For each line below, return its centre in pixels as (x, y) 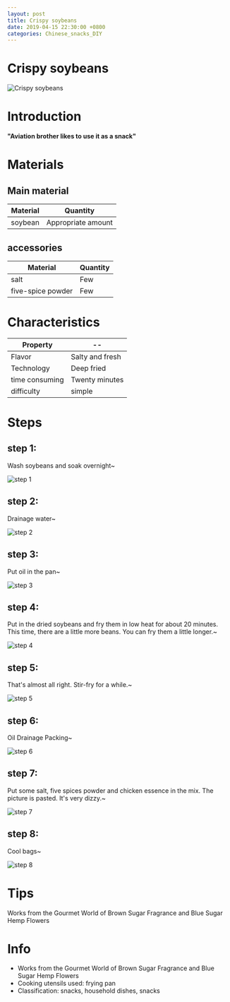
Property (37, 345)
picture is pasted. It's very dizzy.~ (56, 798)
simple (82, 391)
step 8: (23, 834)
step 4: (23, 607)
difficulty (26, 391)
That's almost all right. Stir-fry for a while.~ (70, 685)
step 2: (23, 501)
